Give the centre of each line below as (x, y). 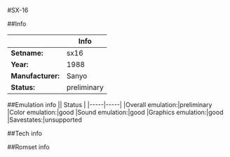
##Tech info (25, 133)
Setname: (27, 53)
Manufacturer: (35, 76)
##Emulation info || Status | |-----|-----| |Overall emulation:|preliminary (110, 105)
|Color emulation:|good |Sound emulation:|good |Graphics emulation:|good (115, 112)
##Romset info (29, 147)
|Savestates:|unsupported (45, 120)
